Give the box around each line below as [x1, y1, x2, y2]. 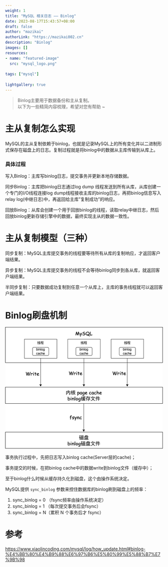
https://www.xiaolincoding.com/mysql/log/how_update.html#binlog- [5, 545, 146, 552]
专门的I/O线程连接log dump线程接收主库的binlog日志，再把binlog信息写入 [9, 190, 161, 196]
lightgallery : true [5, 82, 46, 87]
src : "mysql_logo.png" [9, 61, 57, 66]
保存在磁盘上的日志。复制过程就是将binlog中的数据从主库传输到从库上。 [9, 147, 158, 153]
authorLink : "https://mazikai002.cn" [5, 35, 84, 40]
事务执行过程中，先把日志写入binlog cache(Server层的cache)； [5, 454, 136, 460]
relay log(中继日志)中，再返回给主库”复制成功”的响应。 [5, 196, 117, 202]
